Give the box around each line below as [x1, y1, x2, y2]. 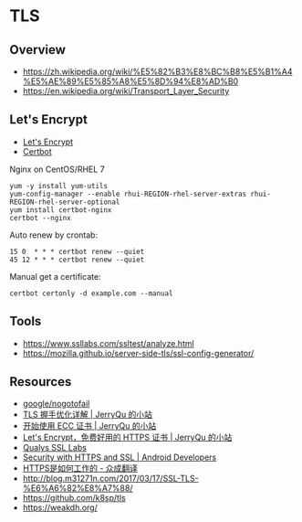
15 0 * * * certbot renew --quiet [9, 247, 145, 256]
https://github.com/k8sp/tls [22, 493, 126, 504]
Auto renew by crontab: [9, 229, 99, 240]
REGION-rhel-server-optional [9, 197, 120, 207]
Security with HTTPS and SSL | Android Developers [22, 452, 217, 463]
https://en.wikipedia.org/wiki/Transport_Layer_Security [22, 86, 230, 96]
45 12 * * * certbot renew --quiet [9, 255, 145, 264]
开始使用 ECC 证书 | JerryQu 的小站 [22, 421, 157, 431]
